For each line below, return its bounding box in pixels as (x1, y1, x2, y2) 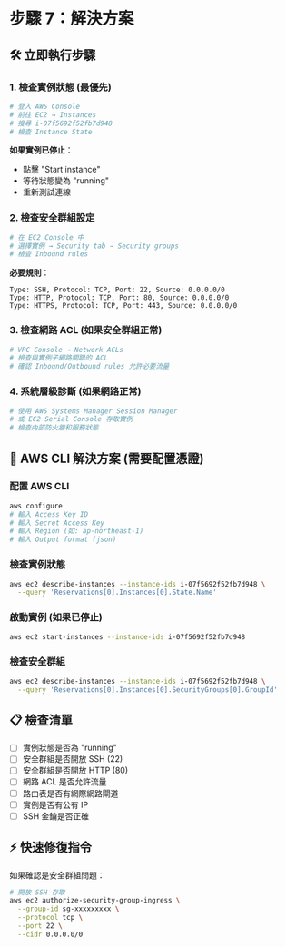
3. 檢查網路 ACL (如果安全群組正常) (9, 324, 163, 337)
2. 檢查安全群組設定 (9, 212, 95, 224)
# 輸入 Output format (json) (9, 535, 117, 545)
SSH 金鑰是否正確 (22, 810, 90, 822)
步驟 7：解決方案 (9, 8, 134, 29)
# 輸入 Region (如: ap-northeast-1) (9, 527, 144, 536)
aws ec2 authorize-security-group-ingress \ (9, 896, 181, 905)
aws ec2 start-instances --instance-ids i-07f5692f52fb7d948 (9, 632, 246, 641)
